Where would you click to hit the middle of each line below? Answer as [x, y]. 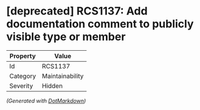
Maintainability [63, 76]
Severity [21, 86]
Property [23, 56]
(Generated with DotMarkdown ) [46, 100]
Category [23, 76]
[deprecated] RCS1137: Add [77, 11]
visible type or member [66, 37]
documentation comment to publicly [100, 24]
